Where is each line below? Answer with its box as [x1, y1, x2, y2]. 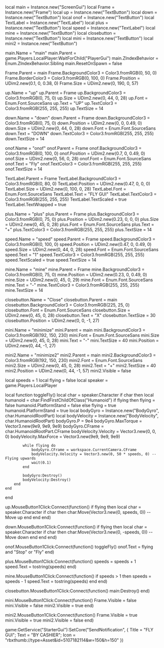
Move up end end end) [5, 514, 51, 520]
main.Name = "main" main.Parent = [5, 50, 77, 56]
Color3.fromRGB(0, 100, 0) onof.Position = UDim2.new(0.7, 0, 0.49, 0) [5, 150, 145, 156]
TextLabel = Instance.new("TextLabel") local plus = [5, 20, 109, 25]
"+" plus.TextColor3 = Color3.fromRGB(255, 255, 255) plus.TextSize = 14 [5, 227, 152, 232]
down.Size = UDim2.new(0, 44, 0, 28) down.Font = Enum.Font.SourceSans [5, 125, 156, 131]
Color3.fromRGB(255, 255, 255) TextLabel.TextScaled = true [5, 196, 127, 202]
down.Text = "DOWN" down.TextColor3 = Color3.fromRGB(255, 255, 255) [5, 131, 154, 136]
